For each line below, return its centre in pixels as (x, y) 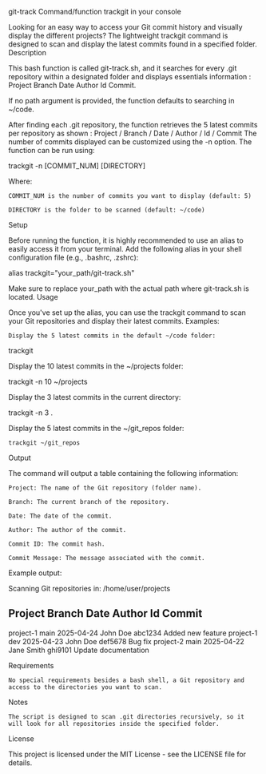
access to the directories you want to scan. (85, 687)
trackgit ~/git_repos (44, 443)
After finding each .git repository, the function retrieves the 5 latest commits (133, 125)
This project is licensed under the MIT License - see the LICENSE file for (127, 754)
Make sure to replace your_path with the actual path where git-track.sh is (129, 288)
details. (20, 762)
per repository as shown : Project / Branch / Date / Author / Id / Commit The (133, 133)
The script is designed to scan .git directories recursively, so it (127, 716)
